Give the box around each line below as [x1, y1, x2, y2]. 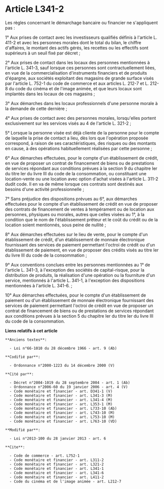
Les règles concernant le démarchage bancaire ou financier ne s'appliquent [5, 20, 158, 26]
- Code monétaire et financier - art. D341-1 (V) [9, 389, 113, 394]
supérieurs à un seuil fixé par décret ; [5, 50, 81, 56]
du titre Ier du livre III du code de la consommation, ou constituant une [5, 170, 147, 176]
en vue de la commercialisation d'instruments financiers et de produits [5, 70, 147, 76]
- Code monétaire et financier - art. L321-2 [9, 462, 104, 467]
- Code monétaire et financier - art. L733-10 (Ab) [9, 406, 117, 411]
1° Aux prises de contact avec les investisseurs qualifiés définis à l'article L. [5, 34, 158, 40]
